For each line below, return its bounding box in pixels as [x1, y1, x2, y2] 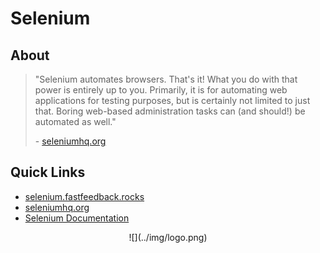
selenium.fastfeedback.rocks [24, 190, 145, 202]
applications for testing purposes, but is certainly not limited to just [34, 95, 311, 106]
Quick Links [10, 164, 86, 181]
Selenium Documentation [24, 212, 130, 224]
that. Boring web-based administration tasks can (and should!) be [34, 105, 306, 117]
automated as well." [34, 116, 117, 127]
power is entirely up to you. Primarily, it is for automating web [34, 84, 288, 96]
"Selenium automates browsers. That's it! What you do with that [34, 73, 298, 85]
